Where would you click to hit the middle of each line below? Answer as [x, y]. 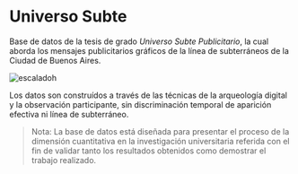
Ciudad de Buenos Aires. [55, 60]
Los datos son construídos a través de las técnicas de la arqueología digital [148, 95]
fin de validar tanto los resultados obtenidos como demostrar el [149, 151]
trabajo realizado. [64, 160]
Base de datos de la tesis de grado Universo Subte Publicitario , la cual [139, 41]
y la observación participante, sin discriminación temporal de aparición [140, 104]
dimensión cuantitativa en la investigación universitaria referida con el [160, 141]
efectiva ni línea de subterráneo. [69, 114]
